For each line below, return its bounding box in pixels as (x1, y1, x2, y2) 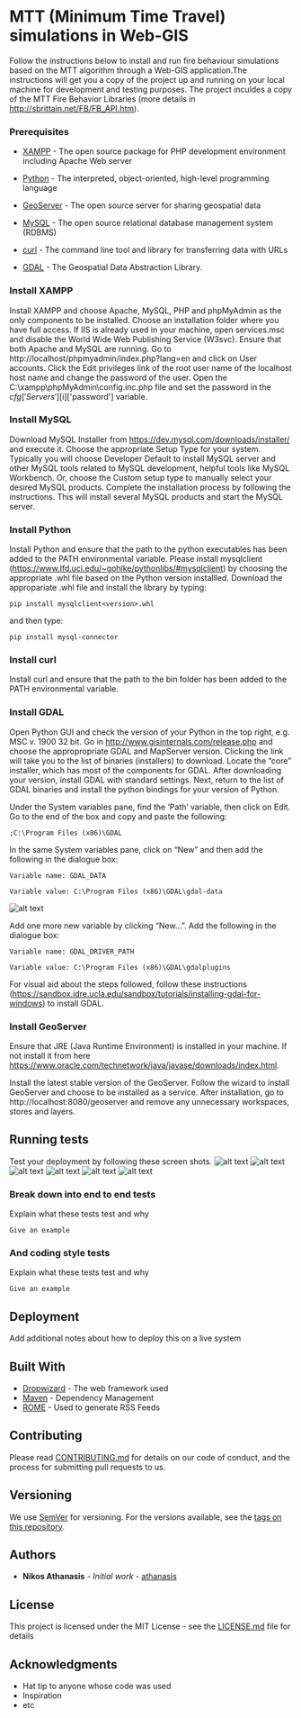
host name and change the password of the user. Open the (9, 372, 227, 383)
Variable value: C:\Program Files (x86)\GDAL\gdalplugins (9, 963, 231, 972)
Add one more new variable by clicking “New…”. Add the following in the (9, 920, 277, 931)
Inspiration (22, 1690, 62, 1701)
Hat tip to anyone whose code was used (22, 1681, 172, 1692)
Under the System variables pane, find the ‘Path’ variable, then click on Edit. (9, 801, 290, 812)
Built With (9, 1359, 66, 1374)
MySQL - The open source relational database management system (22, 218, 274, 229)
